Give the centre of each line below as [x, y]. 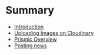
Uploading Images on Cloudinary [54, 33]
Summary [30, 10]
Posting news [31, 46]
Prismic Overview [35, 39]
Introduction [29, 27]
